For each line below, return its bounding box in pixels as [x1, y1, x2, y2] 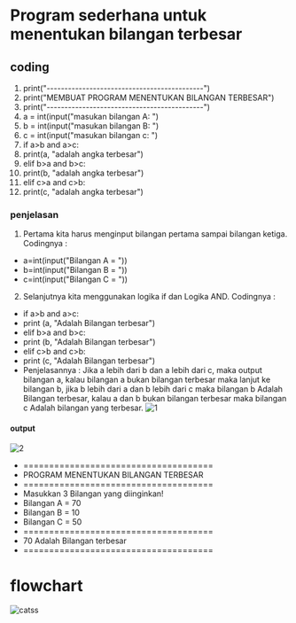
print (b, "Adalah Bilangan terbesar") [22, 337, 156, 347]
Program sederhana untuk [10, 5, 207, 26]
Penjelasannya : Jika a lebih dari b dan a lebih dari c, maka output [22, 365, 262, 376]
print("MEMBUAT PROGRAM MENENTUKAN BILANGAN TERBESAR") [22, 92, 275, 103]
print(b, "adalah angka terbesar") [22, 167, 144, 178]
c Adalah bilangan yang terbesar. [22, 402, 144, 413]
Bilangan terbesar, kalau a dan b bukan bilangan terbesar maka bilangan [22, 393, 287, 404]
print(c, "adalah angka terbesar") [22, 187, 144, 197]
